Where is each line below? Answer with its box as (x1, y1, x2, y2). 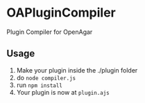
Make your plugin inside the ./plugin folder (16, 66, 138, 74)
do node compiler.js (16, 73, 76, 82)
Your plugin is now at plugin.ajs (16, 88, 110, 96)
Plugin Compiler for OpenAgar (6, 28, 93, 36)
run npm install (16, 81, 63, 89)
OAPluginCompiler (6, 5, 116, 21)
